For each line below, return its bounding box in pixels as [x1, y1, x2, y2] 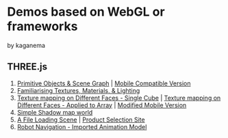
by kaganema [7, 41, 46, 49]
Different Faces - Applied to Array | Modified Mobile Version [16, 100, 187, 109]
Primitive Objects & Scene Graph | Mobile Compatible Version [16, 79, 191, 87]
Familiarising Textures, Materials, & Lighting [16, 86, 140, 94]
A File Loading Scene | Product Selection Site [16, 115, 145, 124]
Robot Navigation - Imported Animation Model [16, 122, 147, 130]
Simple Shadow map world [16, 108, 93, 116]
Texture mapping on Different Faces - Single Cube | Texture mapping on [16, 94, 221, 102]
